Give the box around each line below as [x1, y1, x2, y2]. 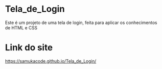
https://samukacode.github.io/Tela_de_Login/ [5, 58, 96, 64]
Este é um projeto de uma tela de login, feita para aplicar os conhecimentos [5, 20, 158, 25]
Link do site [5, 42, 53, 53]
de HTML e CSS [5, 24, 38, 30]
